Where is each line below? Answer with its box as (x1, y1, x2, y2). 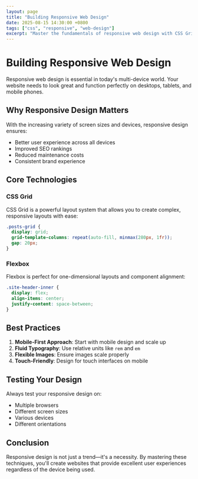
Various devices (14, 415, 54, 422)
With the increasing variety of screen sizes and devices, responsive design (6, 121, 189, 128)
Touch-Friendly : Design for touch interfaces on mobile (14, 357, 148, 364)
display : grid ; (11, 229, 49, 235)
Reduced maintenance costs (14, 151, 84, 158)
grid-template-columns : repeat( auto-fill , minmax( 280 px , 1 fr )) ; (11, 235, 173, 241)
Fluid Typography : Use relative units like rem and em (14, 345, 140, 352)
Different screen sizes (14, 408, 68, 415)
